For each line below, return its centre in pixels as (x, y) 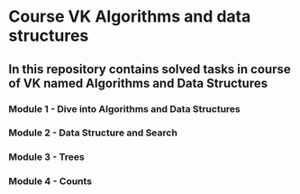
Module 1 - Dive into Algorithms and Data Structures (124, 108)
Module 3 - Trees (46, 157)
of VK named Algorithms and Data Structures (138, 83)
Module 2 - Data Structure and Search (93, 133)
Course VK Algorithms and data (130, 17)
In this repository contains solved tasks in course (150, 69)
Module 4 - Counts (50, 181)
